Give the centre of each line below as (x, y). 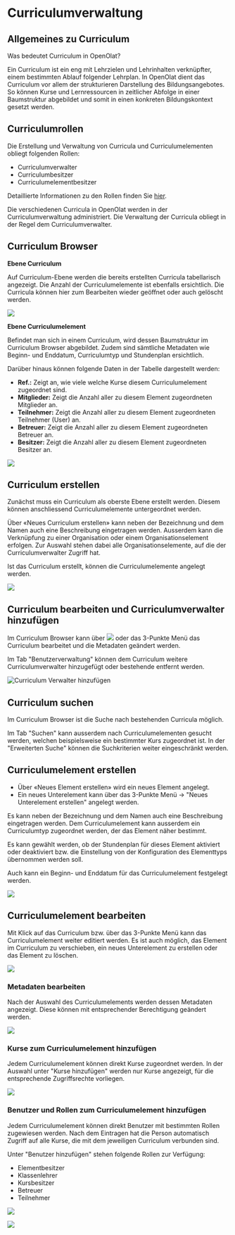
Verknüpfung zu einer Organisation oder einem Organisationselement (108, 538)
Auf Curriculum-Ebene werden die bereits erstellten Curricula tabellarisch (114, 277)
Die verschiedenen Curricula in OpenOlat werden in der (88, 209)
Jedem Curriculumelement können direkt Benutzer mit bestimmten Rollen (114, 1125)
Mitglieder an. (37, 405)
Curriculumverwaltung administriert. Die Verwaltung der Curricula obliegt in (117, 217)
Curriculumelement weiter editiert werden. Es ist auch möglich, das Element (117, 940)
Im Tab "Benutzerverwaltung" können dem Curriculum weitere (97, 659)
